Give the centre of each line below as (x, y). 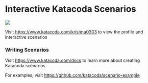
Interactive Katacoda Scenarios (71, 9)
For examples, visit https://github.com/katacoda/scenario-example (72, 75)
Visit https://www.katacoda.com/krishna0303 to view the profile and (74, 32)
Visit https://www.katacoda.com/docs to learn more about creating (73, 60)
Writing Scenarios (27, 50)
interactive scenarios (26, 37)
